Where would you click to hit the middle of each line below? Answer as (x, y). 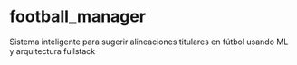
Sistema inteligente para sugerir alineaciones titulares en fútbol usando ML (149, 42)
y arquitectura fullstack (53, 51)
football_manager (78, 17)
